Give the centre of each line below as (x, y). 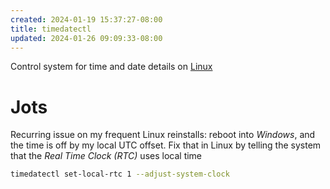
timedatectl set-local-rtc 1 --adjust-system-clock (120, 174)
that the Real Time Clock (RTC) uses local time (106, 156)
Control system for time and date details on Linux (111, 67)
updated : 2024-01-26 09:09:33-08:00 (86, 38)
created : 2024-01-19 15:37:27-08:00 (86, 19)
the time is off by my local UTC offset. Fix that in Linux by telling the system (166, 145)
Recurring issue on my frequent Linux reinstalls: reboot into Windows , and (163, 135)
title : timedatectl (51, 29)
